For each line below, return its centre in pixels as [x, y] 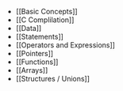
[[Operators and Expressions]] [65, 45]
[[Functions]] [37, 62]
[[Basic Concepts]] [46, 11]
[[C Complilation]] [45, 20]
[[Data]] [29, 28]
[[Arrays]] [32, 70]
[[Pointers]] [35, 53]
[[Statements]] [39, 36]
